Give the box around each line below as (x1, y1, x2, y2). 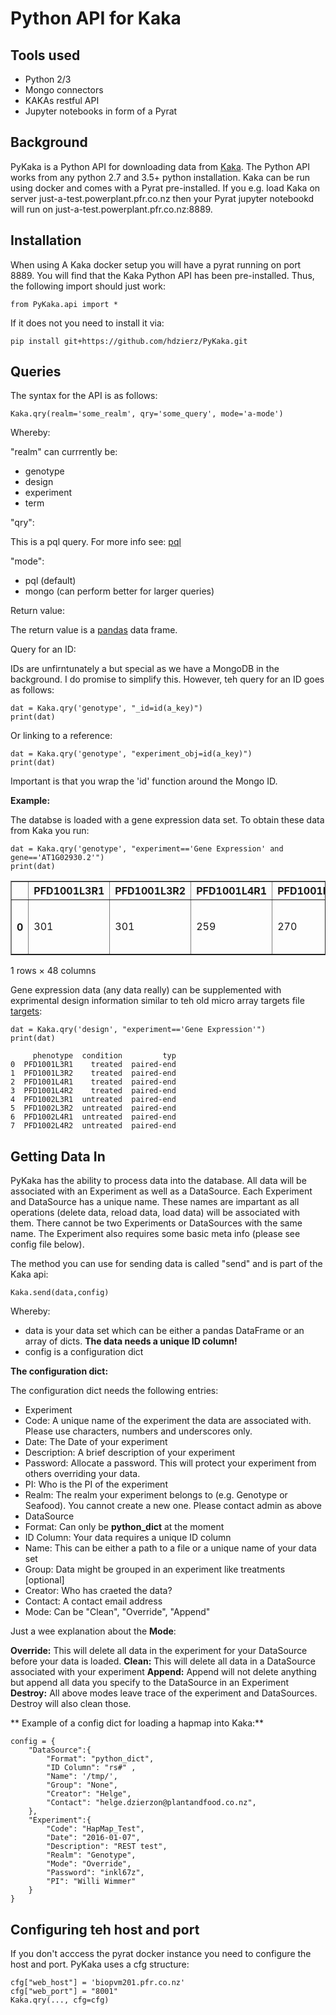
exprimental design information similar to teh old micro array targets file (10, 995, 305, 1007)
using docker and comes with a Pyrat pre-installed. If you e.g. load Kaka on (10, 182, 321, 194)
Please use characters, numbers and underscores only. (24, 1425, 253, 1437)
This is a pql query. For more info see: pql (10, 536, 182, 548)
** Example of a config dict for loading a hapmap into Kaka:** (10, 1717, 265, 1729)
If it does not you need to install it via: (10, 317, 165, 329)
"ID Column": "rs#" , (46, 1763, 137, 1773)
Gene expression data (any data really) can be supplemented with (10, 984, 282, 996)
